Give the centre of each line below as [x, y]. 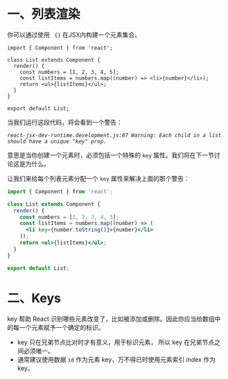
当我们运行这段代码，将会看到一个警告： [65, 122]
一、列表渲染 [44, 14]
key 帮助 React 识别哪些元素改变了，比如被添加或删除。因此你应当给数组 [111, 319]
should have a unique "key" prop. [57, 141]
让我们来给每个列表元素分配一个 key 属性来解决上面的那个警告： [99, 178]
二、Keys [34, 298]
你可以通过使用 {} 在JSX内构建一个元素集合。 [74, 35]
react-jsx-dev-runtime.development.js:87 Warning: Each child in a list [114, 135]
